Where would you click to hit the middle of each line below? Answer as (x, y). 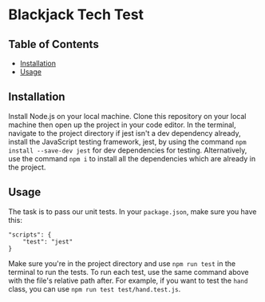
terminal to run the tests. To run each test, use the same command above (129, 272)
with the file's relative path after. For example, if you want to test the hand (128, 280)
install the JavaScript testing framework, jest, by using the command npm (127, 141)
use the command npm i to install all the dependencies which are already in (132, 158)
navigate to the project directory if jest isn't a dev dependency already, (125, 133)
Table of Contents (54, 44)
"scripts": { (30, 234)
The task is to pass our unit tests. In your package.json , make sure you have (132, 211)
